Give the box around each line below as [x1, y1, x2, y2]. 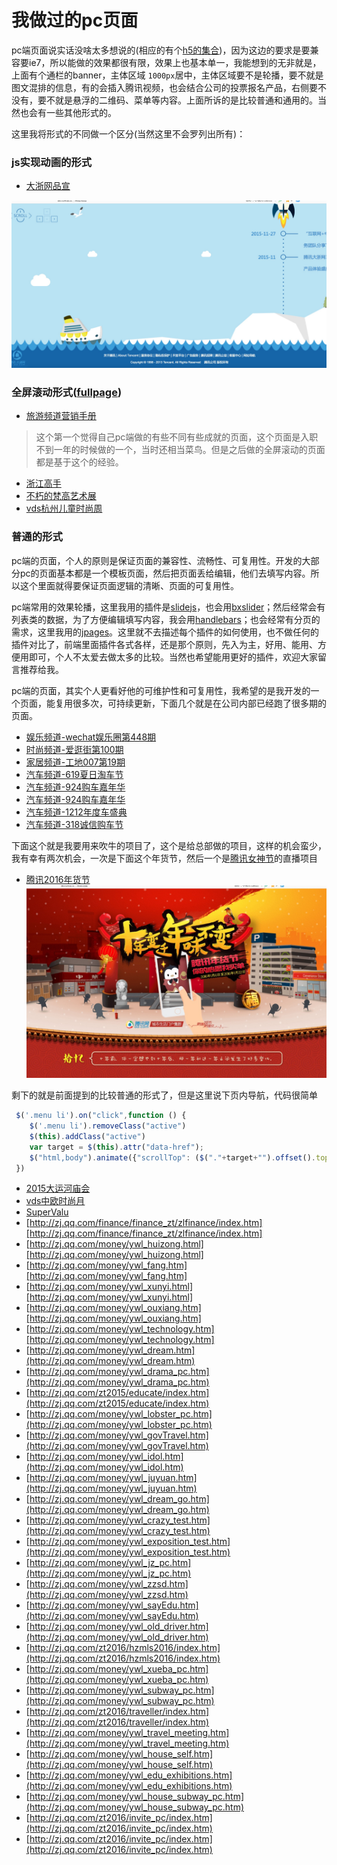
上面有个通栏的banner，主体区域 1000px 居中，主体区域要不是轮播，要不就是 [11, 69, 324, 81]
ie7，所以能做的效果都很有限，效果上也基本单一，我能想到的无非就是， [28, 56, 322, 68]
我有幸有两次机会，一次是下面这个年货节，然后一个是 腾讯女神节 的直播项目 [11, 852, 318, 864]
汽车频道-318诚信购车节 [25, 818, 124, 830]
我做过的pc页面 [11, 9, 139, 32]
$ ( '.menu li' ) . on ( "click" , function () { [15, 1111, 187, 1121]
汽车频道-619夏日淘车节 [25, 768, 124, 780]
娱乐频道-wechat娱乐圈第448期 [25, 731, 157, 743]
